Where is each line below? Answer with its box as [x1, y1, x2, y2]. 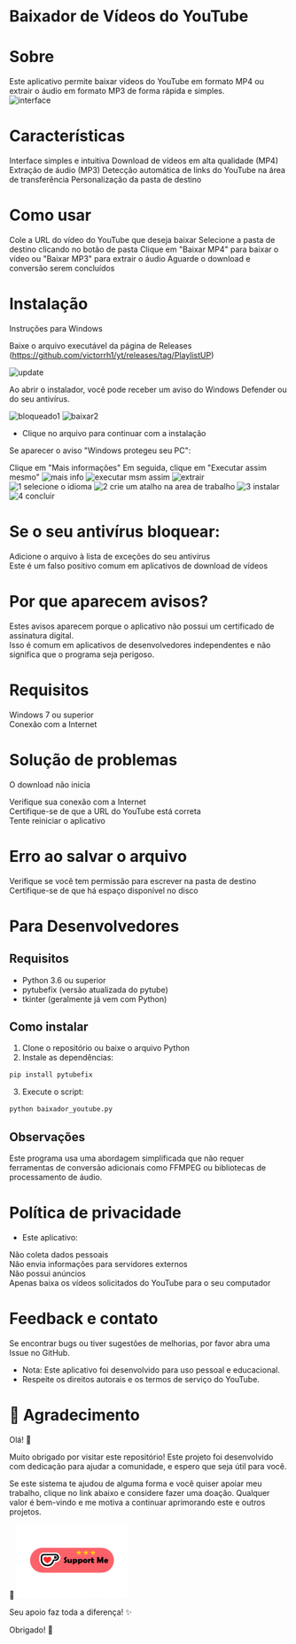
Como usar [9, 206, 92, 225]
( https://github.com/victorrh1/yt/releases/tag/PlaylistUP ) [9, 349, 214, 360]
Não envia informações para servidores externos [9, 1258, 188, 1269]
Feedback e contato [9, 1309, 159, 1329]
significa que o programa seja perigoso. [9, 649, 155, 660]
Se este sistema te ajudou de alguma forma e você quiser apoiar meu [9, 1478, 263, 1489]
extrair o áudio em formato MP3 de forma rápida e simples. [9, 86, 225, 97]
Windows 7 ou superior [9, 709, 95, 720]
